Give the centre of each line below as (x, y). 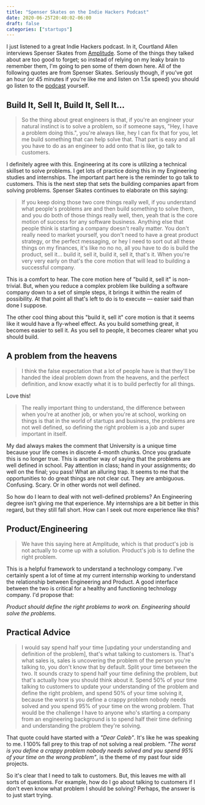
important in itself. (44, 434)
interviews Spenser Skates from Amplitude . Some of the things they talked (100, 53)
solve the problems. (31, 613)
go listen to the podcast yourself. (48, 86)
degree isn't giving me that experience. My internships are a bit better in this (102, 503)
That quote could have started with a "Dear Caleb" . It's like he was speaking (102, 738)
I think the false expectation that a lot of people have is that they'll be (108, 371)
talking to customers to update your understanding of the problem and (110, 686)
